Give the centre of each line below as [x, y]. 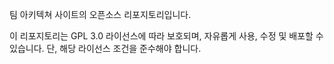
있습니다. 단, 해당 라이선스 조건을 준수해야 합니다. [105, 48]
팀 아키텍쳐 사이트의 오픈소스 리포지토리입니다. [100, 14]
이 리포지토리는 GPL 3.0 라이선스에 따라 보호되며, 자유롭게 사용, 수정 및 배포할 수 [166, 36]
